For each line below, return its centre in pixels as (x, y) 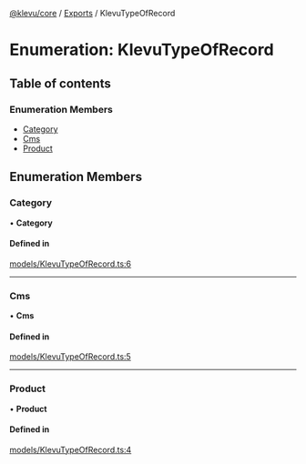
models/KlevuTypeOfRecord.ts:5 (71, 357)
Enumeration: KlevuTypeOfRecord (142, 50)
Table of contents (60, 83)
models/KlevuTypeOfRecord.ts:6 (71, 264)
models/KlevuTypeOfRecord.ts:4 (71, 449)
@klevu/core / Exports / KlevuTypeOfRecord (92, 13)
